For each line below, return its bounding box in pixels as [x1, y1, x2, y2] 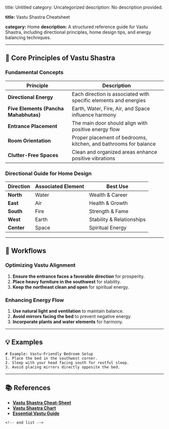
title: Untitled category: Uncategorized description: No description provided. [5, 5, 163, 10]
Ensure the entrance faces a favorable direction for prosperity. [12, 273, 145, 279]
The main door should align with [71, 119, 148, 127]
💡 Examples [5, 338, 43, 347]
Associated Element [35, 182, 84, 190]
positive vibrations [71, 155, 116, 162]
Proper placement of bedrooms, [71, 134, 147, 141]
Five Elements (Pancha [8, 105, 64, 112]
